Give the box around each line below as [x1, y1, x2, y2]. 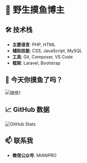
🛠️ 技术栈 [5, 26, 33, 34]
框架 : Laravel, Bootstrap [12, 60, 60, 66]
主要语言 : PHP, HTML [12, 42, 56, 47]
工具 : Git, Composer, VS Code [12, 54, 73, 59]
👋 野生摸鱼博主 [5, 4, 65, 16]
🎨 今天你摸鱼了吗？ [5, 76, 63, 84]
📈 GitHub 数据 [5, 106, 50, 114]
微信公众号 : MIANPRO [12, 153, 57, 159]
